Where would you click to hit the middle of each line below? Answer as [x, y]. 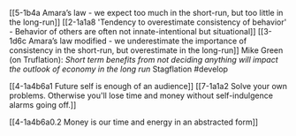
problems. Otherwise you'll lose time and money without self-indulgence [141, 95]
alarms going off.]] [43, 105]
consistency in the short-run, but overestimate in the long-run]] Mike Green [146, 50]
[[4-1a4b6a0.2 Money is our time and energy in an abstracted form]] [134, 122]
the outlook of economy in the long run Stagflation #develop [118, 69]
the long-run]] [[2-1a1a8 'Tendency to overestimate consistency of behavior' [148, 22]
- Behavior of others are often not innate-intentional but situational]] [133, 31]
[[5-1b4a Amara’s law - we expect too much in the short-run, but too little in [146, 13]
